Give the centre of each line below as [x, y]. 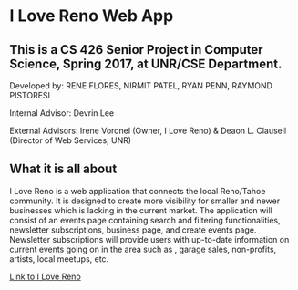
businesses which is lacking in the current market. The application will [141, 210]
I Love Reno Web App [92, 16]
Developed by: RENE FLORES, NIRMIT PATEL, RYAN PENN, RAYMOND [141, 86]
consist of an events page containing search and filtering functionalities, [145, 220]
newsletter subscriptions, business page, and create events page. [133, 230]
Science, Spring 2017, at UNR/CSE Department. [146, 63]
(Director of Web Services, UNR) [71, 140]
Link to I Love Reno [46, 276]
